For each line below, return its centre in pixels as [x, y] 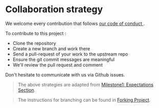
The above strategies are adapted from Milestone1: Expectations [86, 85]
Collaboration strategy [54, 9]
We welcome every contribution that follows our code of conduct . [75, 23]
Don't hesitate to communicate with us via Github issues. [65, 74]
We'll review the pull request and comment [58, 65]
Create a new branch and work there [51, 48]
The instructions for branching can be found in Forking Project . [84, 100]
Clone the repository [34, 43]
